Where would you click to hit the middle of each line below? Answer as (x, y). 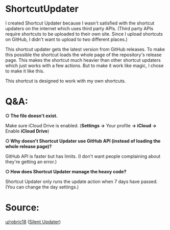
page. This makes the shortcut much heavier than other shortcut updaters (83, 60)
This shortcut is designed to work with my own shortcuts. (66, 81)
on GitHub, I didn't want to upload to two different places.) (66, 39)
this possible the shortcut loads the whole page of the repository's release (83, 55)
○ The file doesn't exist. (31, 116)
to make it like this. (25, 71)
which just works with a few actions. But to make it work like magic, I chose (84, 65)
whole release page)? (29, 146)
